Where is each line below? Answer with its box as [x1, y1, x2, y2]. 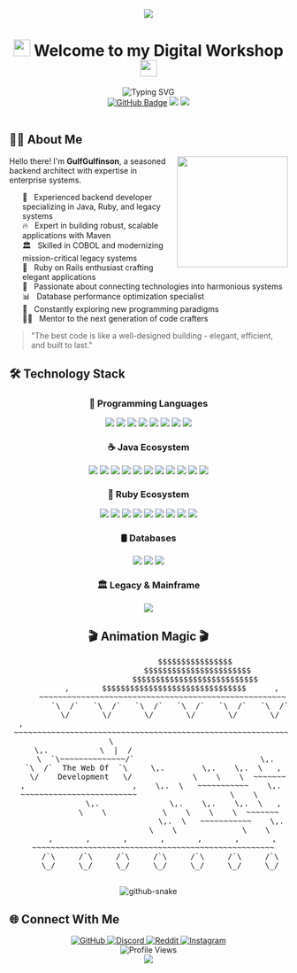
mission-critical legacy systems [21, 253, 138, 263]
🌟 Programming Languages [88, 398, 209, 410]
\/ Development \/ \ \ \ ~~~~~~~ [29, 772, 286, 782]
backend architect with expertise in [9, 165, 138, 175]
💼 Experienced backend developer [21, 191, 153, 202]
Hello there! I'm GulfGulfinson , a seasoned [9, 155, 166, 167]
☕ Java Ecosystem [107, 441, 190, 454]
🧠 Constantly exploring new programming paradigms [21, 303, 219, 314]
